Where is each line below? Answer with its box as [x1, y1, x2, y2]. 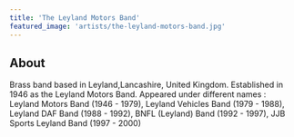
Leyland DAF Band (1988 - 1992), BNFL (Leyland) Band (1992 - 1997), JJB [9, 108, 286, 119]
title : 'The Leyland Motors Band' [9, 13, 141, 23]
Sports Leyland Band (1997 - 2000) [9, 118, 142, 129]
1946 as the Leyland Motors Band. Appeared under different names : [9, 89, 267, 100]
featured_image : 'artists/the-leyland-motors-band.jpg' [9, 22, 226, 31]
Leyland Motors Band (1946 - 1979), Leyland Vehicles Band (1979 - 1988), [9, 99, 285, 110]
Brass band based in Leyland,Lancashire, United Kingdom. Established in [9, 79, 284, 91]
